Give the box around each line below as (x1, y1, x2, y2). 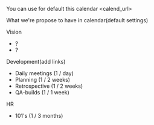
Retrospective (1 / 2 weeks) (14, 82, 83, 90)
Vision (6, 28, 22, 35)
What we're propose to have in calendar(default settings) (6, 17, 149, 23)
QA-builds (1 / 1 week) (14, 89, 69, 96)
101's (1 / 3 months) (14, 112, 63, 119)
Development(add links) (6, 58, 66, 65)
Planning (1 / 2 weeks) (14, 76, 71, 83)
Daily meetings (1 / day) (14, 70, 74, 77)
